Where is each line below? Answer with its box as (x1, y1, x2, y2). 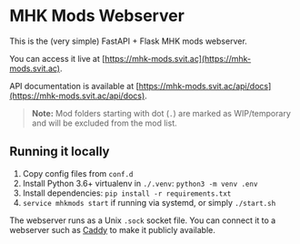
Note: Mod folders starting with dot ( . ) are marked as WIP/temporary (31, 107, 291, 118)
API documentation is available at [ (9, 80, 139, 91)
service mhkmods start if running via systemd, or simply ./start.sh (22, 197, 276, 208)
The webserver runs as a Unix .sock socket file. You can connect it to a (9, 215, 276, 226)
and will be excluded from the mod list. (31, 117, 177, 128)
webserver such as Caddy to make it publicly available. (9, 224, 215, 235)
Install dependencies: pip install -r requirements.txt (22, 188, 232, 198)
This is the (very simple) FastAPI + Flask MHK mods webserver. (9, 36, 247, 46)
